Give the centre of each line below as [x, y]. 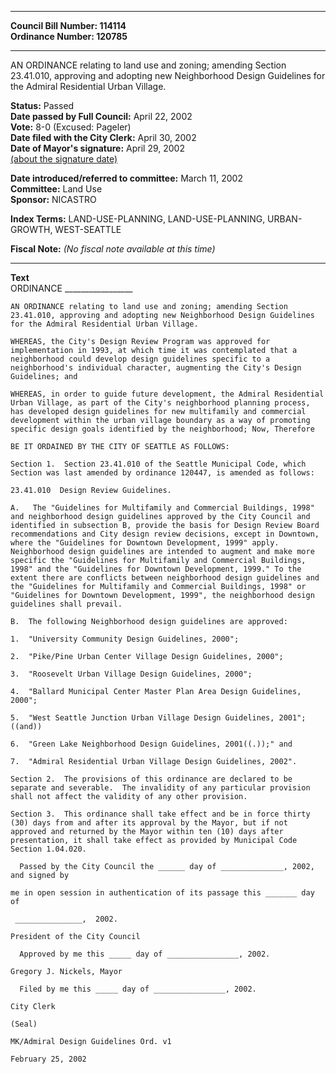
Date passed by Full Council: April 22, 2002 [101, 116]
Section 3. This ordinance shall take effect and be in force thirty [160, 814]
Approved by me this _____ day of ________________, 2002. [145, 954]
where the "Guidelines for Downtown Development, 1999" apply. [145, 543]
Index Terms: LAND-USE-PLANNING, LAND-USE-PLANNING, [138, 219]
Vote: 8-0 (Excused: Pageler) [71, 127]
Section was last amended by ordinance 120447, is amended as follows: [162, 473]
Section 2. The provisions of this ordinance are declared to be [151, 779]
